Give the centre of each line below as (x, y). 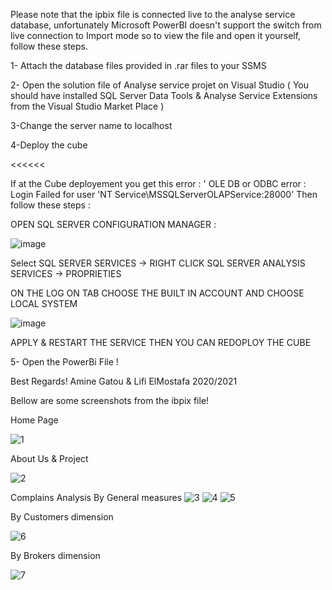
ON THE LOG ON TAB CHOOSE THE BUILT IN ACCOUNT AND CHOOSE (157, 293)
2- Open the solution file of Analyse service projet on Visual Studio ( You (159, 85)
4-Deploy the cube (49, 145)
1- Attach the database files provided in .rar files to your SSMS (138, 65)
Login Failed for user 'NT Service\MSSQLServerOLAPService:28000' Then (164, 194)
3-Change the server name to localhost (91, 125)
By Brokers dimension (55, 555)
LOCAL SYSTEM (44, 303)
